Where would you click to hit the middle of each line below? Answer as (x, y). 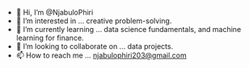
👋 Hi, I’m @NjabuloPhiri (55, 12)
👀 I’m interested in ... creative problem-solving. (94, 21)
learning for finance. (50, 38)
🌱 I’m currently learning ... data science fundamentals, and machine (129, 29)
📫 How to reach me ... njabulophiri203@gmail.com (101, 55)
